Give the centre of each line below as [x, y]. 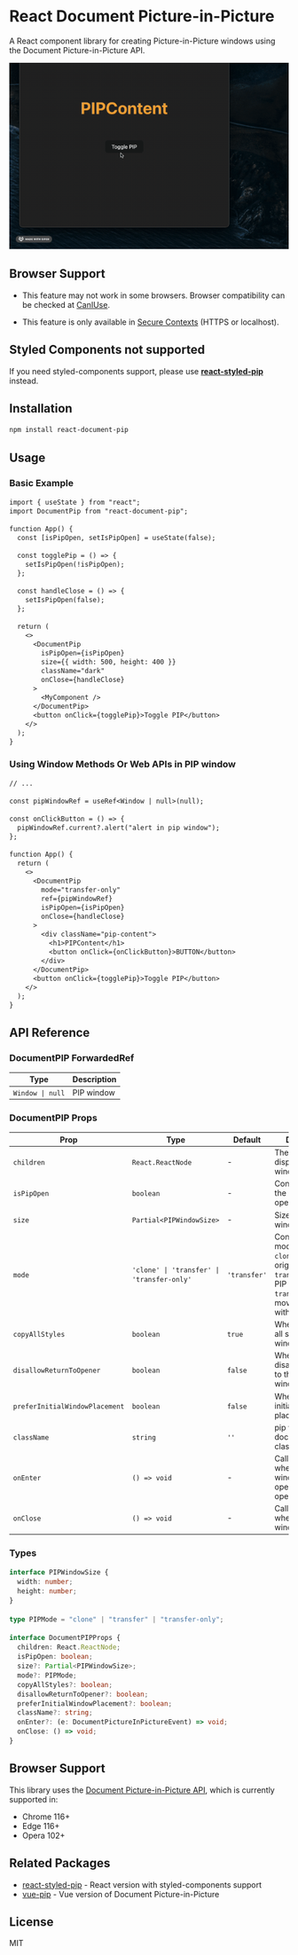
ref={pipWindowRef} [77, 899]
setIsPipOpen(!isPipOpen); [75, 564]
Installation [41, 408]
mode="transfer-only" [81, 890]
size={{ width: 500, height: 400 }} [109, 662]
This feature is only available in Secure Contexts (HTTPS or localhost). [150, 322]
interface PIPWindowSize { [59, 1573]
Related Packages [60, 1863]
